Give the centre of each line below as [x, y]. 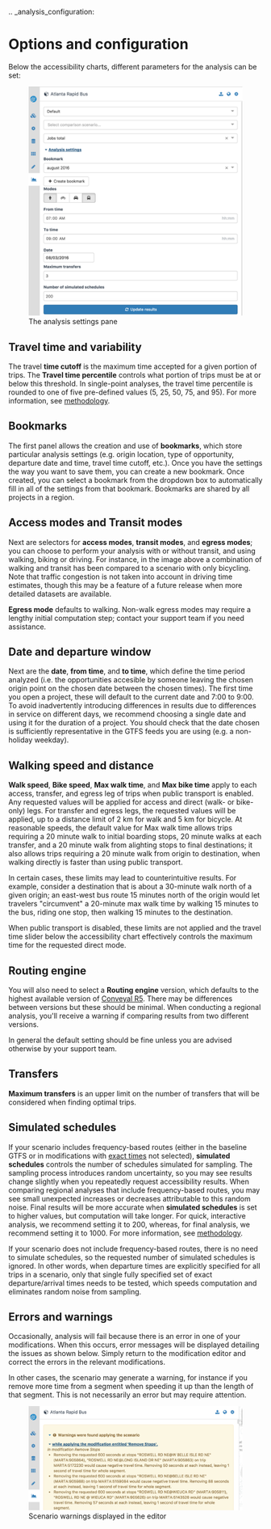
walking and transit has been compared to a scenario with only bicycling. [129, 568]
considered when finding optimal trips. [73, 1102]
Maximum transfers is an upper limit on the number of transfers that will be [134, 1093]
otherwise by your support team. [63, 1049]
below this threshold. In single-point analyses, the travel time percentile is [131, 383]
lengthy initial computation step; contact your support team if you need [126, 618]
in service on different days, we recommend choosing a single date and [127, 714]
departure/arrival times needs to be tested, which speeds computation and [133, 1283]
